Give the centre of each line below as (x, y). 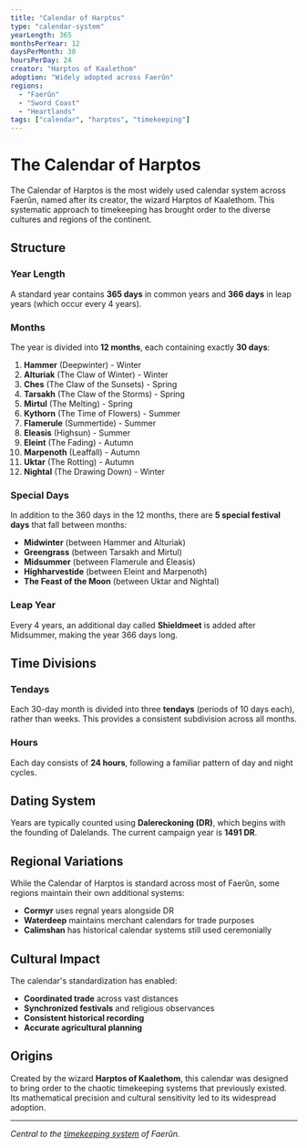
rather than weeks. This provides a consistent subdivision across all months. (153, 719)
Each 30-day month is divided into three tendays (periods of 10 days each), (153, 710)
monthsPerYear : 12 (45, 43)
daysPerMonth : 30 (43, 52)
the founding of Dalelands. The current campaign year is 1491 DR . (134, 833)
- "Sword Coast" (49, 103)
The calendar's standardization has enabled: (94, 981)
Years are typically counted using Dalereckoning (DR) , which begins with (148, 823)
